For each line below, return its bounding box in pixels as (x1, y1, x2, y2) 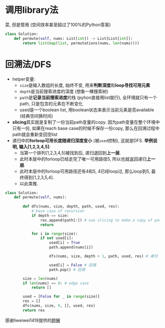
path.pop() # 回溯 (49, 267, 85, 272)
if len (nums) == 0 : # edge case (23, 281, 89, 286)
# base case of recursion (31, 209, 84, 213)
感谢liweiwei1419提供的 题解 (5, 317, 60, 323)
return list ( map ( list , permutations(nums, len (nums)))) (23, 40, 139, 46)
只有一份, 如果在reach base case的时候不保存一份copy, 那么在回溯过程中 (12, 125, 160, 131)
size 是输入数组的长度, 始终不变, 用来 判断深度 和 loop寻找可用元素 (19, 82, 150, 88)
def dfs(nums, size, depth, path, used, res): (23, 204, 120, 209)
